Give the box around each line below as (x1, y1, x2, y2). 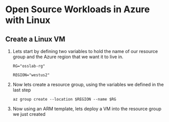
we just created (12, 111, 46, 117)
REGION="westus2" (12, 72, 50, 78)
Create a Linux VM (5, 35, 66, 43)
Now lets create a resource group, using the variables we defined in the (12, 82, 164, 87)
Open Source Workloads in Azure (5, 4, 150, 15)
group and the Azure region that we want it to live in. (12, 54, 124, 60)
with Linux (5, 14, 51, 26)
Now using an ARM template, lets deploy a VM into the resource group (12, 106, 161, 112)
